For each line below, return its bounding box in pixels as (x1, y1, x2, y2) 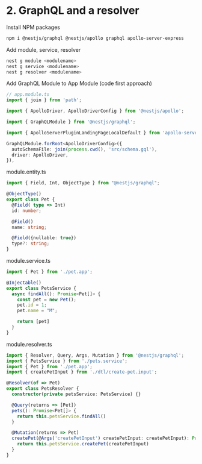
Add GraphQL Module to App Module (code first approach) (6, 80, 152, 87)
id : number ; (11, 207, 42, 214)
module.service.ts (6, 257, 51, 265)
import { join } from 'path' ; (6, 97, 82, 103)
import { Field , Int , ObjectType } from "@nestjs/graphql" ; (6, 180, 161, 186)
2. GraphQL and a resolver (6, 4, 139, 17)
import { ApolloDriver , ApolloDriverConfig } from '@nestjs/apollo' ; (6, 108, 185, 114)
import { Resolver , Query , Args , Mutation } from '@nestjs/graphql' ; (6, 352, 185, 359)
